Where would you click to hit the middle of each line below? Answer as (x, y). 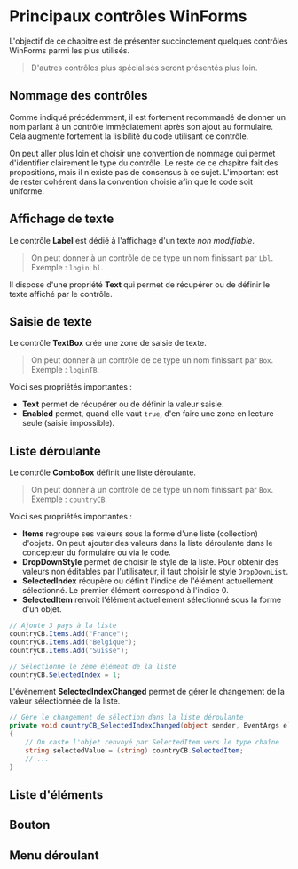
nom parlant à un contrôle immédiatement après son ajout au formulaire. (141, 126)
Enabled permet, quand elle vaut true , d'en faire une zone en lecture (148, 414)
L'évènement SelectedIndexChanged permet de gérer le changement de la (147, 692)
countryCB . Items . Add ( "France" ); (69, 634)
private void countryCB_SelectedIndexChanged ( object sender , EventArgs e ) (150, 726)
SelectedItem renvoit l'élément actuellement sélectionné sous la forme (152, 600)
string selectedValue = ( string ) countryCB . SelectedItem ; (134, 750)
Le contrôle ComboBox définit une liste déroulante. (103, 472)
